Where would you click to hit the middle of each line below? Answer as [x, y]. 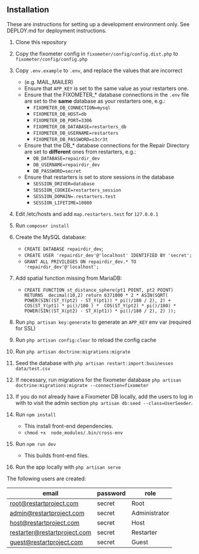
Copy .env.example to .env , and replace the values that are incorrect [99, 70]
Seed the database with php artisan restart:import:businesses [94, 363]
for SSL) [26, 328]
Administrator [150, 513]
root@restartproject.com [44, 503]
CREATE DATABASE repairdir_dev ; [64, 248]
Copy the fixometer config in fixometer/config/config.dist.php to [97, 54]
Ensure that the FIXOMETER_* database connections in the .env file [107, 94]
